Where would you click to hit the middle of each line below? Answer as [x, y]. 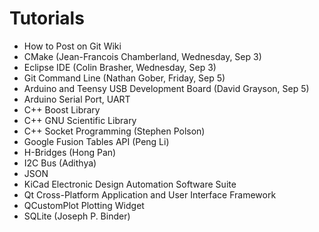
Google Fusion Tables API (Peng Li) [96, 141]
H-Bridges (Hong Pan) [70, 152]
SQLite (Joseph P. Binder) [77, 216]
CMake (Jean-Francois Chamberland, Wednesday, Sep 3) [142, 56]
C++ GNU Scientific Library [80, 120]
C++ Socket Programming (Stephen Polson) [114, 131]
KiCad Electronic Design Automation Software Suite [130, 184]
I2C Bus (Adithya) [60, 163]
